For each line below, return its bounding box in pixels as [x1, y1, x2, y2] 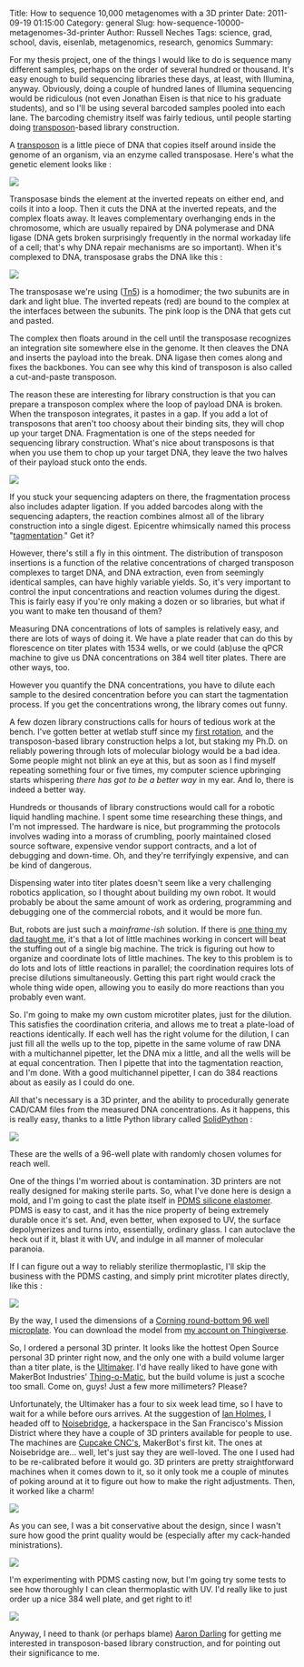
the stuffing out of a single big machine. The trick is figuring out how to [9, 943, 275, 954]
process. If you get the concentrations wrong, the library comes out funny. [9, 699, 288, 709]
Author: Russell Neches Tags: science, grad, [106, 27, 272, 37]
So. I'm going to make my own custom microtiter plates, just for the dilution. [9, 1009, 292, 1019]
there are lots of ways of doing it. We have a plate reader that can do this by [9, 633, 293, 644]
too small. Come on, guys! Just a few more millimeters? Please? [9, 1381, 248, 1391]
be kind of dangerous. [9, 859, 93, 870]
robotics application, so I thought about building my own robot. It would [9, 887, 277, 898]
